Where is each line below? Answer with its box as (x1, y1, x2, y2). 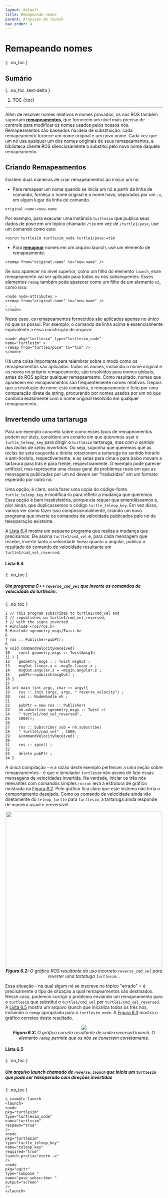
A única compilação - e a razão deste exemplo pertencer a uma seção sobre (5, 764, 163, 770)
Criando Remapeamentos (5, 163, 86, 172)
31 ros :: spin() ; (5, 742, 52, 747)
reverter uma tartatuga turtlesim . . (47, 973, 120, 979)
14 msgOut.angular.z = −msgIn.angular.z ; (5, 667, 101, 673)
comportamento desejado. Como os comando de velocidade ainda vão (5, 791, 151, 797)
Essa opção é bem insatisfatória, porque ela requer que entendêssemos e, (5, 497, 158, 503)
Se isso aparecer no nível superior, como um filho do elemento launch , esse (5, 268, 161, 274)
